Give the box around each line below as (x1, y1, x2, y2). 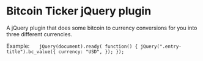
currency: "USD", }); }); (58, 48, 124, 55)
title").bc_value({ (6, 48, 56, 55)
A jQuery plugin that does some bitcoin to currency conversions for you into (6, 24, 197, 31)
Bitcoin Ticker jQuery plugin (6, 4, 152, 18)
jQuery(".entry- (140, 43, 182, 50)
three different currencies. (6, 30, 72, 37)
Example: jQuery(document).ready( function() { (6, 42, 138, 50)
